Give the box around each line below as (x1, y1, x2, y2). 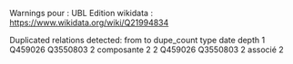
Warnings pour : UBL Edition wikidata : (9, 8, 153, 18)
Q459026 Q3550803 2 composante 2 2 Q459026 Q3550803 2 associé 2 (9, 44, 284, 55)
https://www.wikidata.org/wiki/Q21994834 (9, 17, 169, 28)
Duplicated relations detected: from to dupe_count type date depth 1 (9, 35, 266, 45)
